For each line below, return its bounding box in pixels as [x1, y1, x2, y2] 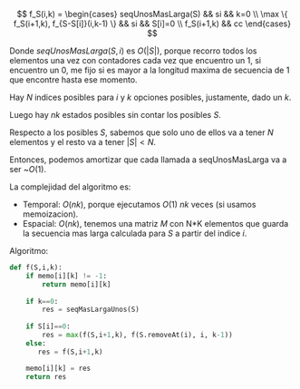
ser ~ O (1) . [9, 164, 47, 174]
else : [25, 338, 47, 348]
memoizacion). [22, 209, 79, 219]
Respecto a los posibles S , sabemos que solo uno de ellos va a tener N [9, 127, 274, 138]
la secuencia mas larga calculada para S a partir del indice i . [22, 228, 247, 238]
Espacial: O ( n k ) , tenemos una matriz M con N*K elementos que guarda [22, 219, 289, 229]
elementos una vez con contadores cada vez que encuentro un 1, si [9, 55, 261, 65]
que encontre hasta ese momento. [9, 74, 138, 85]
